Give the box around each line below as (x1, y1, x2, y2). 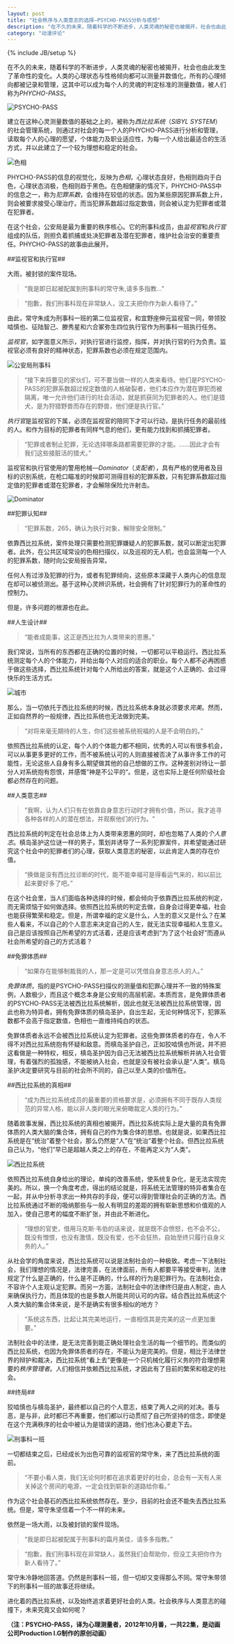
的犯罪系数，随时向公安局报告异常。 (7, 556, 111, 564)
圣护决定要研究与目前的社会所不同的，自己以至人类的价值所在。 (7, 1066, 190, 1075)
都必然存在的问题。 (7, 777, 62, 785)
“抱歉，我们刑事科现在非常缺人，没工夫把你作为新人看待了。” (24, 299, 198, 308)
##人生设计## (7, 618, 47, 626)
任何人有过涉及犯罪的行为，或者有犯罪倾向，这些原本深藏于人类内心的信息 (7, 571, 220, 580)
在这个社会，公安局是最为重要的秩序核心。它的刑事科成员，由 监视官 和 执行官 (7, 223, 226, 231)
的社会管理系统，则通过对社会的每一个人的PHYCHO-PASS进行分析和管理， (7, 126, 222, 134)
